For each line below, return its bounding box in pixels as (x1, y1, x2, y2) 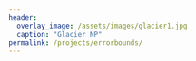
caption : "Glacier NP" (16, 30, 103, 39)
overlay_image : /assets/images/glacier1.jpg (16, 22, 188, 30)
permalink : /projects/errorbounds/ (8, 38, 143, 48)
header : (8, 13, 38, 22)
